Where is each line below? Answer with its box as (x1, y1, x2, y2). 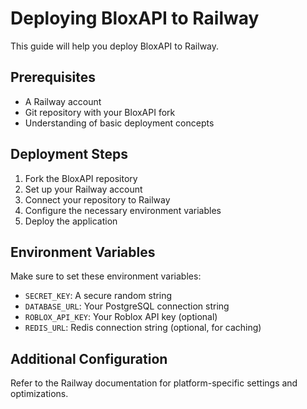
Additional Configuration (10, 350, 168, 367)
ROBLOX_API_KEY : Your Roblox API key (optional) (24, 311, 218, 323)
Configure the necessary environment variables (24, 204, 222, 216)
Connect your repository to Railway (24, 193, 171, 206)
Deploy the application (24, 215, 118, 227)
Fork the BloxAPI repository (24, 172, 138, 184)
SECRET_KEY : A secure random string (24, 290, 173, 302)
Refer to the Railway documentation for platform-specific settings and (10, 377, 298, 389)
